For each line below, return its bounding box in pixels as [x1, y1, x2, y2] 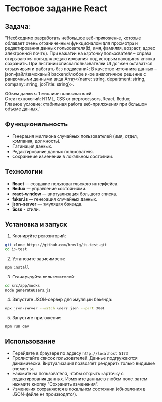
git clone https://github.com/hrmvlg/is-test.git [5, 243, 107, 247]
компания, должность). [12, 138, 60, 144]
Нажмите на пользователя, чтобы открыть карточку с [12, 371, 124, 377]
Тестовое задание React [5, 3, 108, 14]
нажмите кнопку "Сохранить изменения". [12, 381, 99, 387]
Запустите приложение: [12, 314, 62, 320]
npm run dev [5, 324, 29, 329]
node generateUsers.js [5, 288, 51, 293]
